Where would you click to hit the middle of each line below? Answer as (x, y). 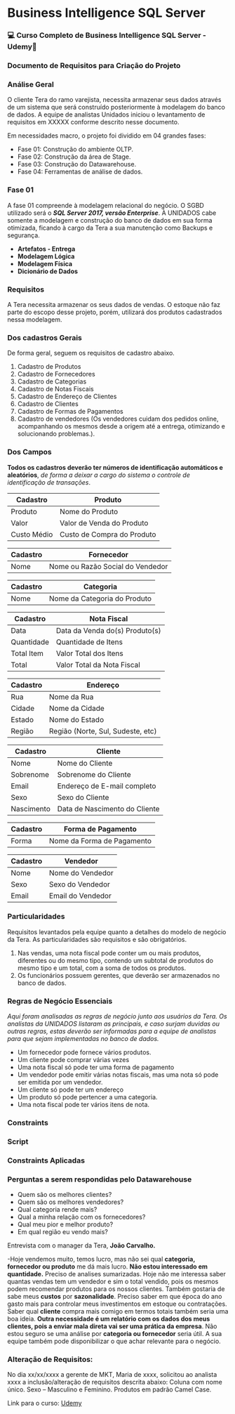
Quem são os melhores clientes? (65, 1195)
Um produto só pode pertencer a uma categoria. (87, 1097)
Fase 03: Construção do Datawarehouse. (77, 164)
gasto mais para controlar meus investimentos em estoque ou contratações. (117, 1304)
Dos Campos (29, 452)
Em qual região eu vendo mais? (63, 1232)
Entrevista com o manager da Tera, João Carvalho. (81, 1245)
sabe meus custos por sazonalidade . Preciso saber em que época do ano (115, 1297)
